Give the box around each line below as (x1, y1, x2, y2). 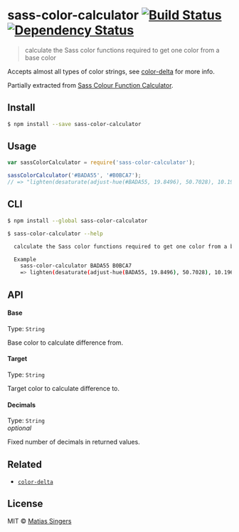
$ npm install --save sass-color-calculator (7, 120, 142, 127)
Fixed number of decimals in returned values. (7, 438, 140, 447)
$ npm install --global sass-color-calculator (7, 217, 148, 224)
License (7, 498, 43, 510)
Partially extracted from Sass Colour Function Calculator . (7, 80, 174, 89)
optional (7, 424, 32, 432)
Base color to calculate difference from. (7, 338, 124, 347)
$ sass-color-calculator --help (7, 230, 103, 237)
